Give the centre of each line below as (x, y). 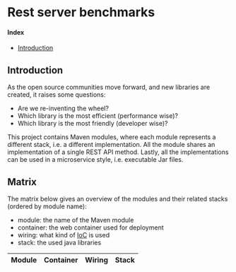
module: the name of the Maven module (76, 220)
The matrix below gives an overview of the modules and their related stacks (118, 199)
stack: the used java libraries (59, 243)
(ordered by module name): (47, 206)
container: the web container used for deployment (90, 227)
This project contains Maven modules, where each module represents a (112, 137)
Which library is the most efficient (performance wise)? (98, 116)
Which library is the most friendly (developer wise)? (93, 124)
